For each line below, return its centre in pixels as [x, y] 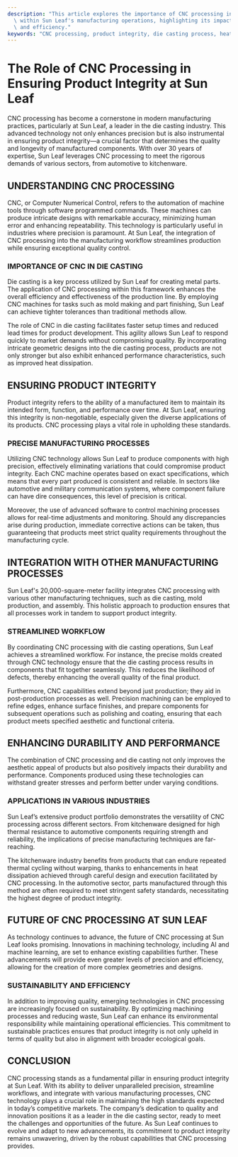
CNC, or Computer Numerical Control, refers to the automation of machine [116, 203]
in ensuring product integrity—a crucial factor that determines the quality [114, 141]
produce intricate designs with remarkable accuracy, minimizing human [112, 218]
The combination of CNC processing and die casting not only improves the [116, 760]
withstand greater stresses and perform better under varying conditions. [113, 782]
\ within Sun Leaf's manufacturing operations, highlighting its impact [123, 21]
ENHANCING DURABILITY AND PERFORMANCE [114, 743]
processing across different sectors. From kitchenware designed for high [114, 824]
